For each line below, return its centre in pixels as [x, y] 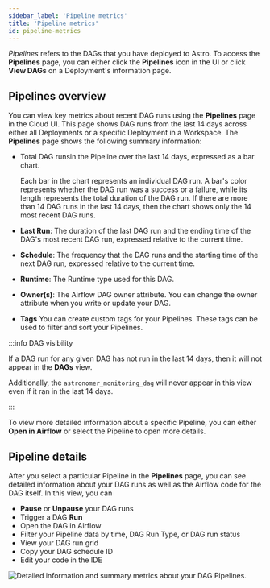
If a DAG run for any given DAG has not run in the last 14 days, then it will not [135, 358]
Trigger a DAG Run [51, 517]
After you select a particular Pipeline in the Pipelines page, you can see [127, 476]
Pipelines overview [57, 96]
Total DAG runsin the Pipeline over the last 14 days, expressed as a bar [137, 157]
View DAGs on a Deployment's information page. [90, 71]
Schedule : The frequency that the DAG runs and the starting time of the [139, 255]
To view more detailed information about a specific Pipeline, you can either [133, 423]
